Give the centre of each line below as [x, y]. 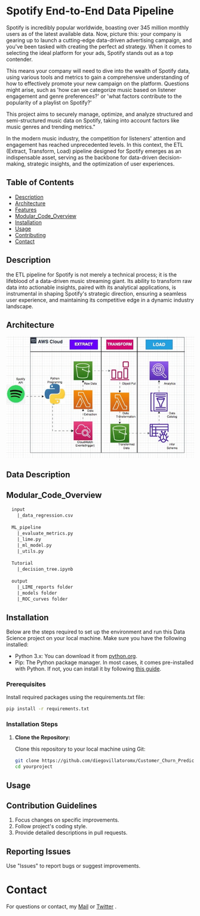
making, [16, 164]
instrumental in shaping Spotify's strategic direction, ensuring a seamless [96, 293]
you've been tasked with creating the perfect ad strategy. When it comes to [99, 47]
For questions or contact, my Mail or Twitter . [61, 906]
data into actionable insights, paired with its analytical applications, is [91, 287]
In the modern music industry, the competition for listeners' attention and [96, 138]
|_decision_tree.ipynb [45, 569]
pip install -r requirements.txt [48, 709]
